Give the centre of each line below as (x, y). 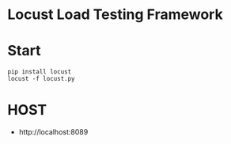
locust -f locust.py (42, 79)
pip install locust (40, 72)
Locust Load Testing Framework (115, 15)
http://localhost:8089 (53, 132)
